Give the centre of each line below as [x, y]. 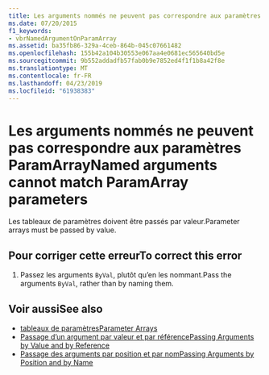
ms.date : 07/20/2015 [43, 23]
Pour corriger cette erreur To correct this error [125, 255]
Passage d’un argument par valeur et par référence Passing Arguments [137, 336]
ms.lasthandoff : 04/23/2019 [56, 83]
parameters [48, 199]
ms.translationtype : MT [48, 69]
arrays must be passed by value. [62, 230]
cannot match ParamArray [99, 182]
